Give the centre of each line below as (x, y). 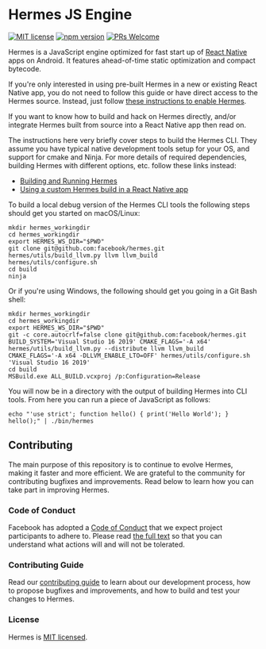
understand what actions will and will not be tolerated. (96, 544)
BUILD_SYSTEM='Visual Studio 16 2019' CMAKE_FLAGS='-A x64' (110, 342)
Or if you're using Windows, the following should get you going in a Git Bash (133, 290)
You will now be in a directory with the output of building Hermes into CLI (128, 391)
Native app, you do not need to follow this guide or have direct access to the (133, 92)
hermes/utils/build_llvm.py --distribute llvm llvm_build (106, 348)
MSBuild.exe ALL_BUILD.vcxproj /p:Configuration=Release (104, 376)
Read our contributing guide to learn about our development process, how (130, 582)
